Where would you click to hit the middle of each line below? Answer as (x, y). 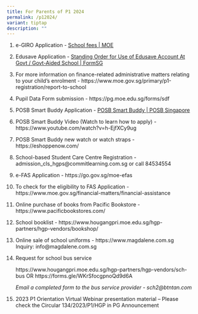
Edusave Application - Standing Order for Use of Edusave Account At (100, 56)
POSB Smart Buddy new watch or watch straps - (75, 140)
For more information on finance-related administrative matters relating (102, 74)
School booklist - (36, 222)
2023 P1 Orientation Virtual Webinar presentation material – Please (97, 299)
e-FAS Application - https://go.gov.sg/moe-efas (74, 175)
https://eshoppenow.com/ (47, 146)
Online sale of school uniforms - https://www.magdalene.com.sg (95, 240)
